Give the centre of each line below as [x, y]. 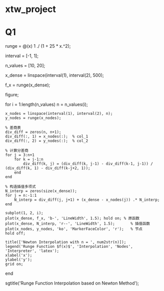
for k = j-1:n [29, 160]
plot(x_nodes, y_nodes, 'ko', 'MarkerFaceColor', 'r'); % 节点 [74, 229]
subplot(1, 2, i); [24, 213]
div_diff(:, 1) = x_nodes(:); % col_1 [47, 136]
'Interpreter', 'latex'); [32, 251]
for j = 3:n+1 [20, 155]
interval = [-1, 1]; [22, 56]
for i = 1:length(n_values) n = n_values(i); [47, 104]
